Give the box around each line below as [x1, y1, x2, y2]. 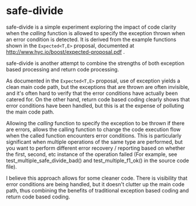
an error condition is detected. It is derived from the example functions [6, 36, 177, 43]
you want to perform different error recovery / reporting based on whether [6, 145, 185, 152]
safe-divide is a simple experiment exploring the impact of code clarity [6, 23, 177, 30]
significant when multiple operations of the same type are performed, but [6, 138, 183, 145]
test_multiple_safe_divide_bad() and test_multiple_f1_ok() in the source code [6, 157, 189, 164]
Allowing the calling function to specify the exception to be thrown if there [6, 119, 185, 126]
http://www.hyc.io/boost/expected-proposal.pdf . [6, 48, 125, 55]
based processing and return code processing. [6, 66, 119, 73]
